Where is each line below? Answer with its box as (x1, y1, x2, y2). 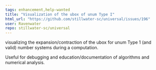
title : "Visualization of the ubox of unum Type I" (5, 12, 115, 17)
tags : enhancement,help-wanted (5, 7, 70, 12)
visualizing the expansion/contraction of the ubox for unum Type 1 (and (5, 39, 152, 45)
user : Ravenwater (5, 21, 41, 26)
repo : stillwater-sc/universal (5, 26, 70, 31)
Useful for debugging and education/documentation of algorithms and (5, 54, 150, 60)
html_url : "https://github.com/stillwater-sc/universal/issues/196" (5, 16, 151, 21)
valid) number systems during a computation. (5, 45, 99, 51)
